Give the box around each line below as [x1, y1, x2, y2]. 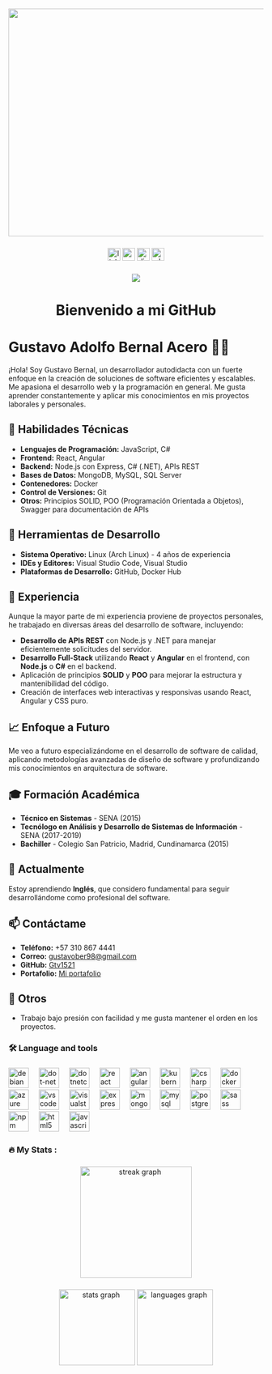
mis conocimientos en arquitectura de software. [8, 764, 168, 773]
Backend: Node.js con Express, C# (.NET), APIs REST [19, 462, 200, 471]
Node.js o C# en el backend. [19, 661, 117, 671]
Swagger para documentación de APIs [19, 504, 150, 514]
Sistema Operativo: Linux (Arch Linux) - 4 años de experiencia [19, 549, 231, 559]
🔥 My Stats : [8, 1144, 57, 1155]
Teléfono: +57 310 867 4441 [19, 942, 116, 952]
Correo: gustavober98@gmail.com [19, 951, 138, 961]
